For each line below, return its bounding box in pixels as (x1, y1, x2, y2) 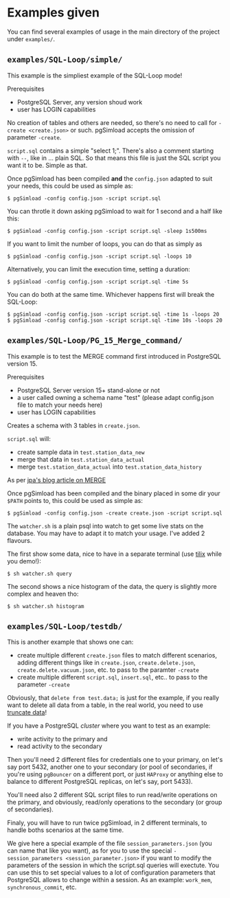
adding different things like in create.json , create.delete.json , (16, 658, 196, 667)
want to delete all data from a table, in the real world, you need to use (7, 701, 204, 709)
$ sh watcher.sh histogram (7, 603, 84, 609)
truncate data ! (7, 708, 47, 717)
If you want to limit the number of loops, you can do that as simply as (7, 239, 203, 248)
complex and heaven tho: (7, 590, 79, 598)
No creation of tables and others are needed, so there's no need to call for (7, 118, 218, 126)
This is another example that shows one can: (7, 638, 134, 647)
